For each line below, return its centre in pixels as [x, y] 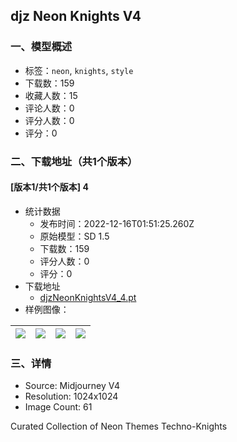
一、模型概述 [41, 47]
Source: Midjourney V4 [72, 386]
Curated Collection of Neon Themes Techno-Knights [119, 426]
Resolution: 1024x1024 [71, 396]
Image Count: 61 [58, 407]
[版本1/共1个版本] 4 [49, 187]
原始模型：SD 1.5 [74, 236]
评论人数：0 [49, 108]
